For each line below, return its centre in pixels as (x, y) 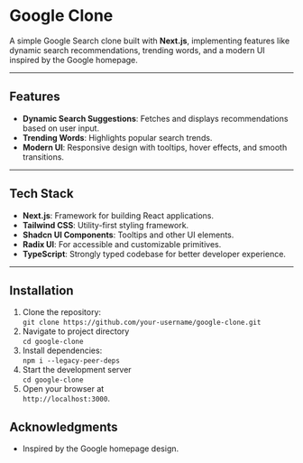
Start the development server (77, 370)
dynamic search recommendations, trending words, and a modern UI (138, 50)
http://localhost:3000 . (66, 399)
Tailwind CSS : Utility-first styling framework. (106, 225)
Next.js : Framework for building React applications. (118, 215)
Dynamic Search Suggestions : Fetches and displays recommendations (155, 118)
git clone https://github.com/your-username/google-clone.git (142, 323)
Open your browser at (63, 389)
